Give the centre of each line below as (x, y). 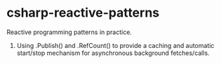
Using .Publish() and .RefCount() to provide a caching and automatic (115, 45)
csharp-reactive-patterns (83, 13)
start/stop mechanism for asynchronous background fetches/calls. (113, 53)
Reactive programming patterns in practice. (69, 32)
